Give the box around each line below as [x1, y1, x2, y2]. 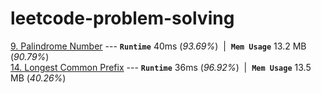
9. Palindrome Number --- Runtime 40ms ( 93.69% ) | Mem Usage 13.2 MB [10, 40, 307, 52]
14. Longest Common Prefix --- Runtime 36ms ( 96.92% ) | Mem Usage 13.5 [10, 61, 312, 73]
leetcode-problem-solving [10, 7, 235, 30]
